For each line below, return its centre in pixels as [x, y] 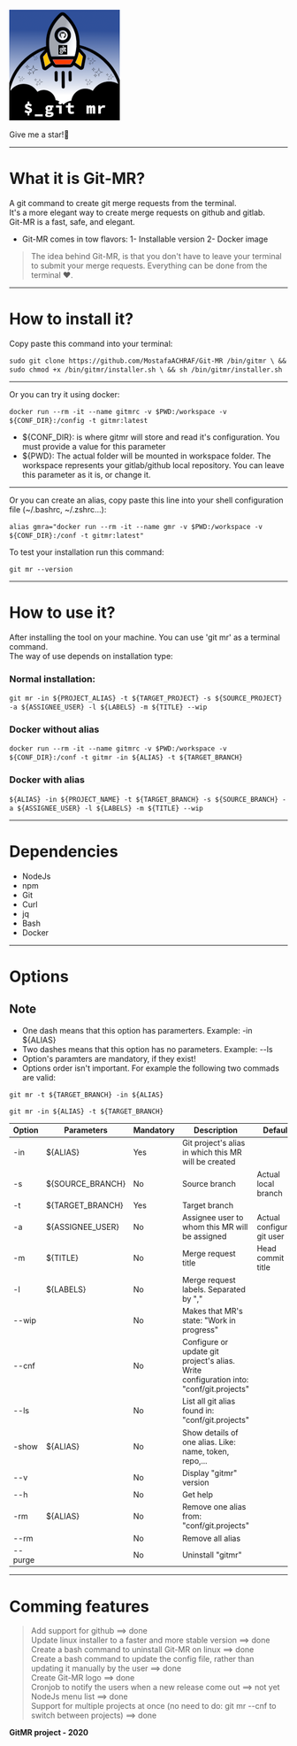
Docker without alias [54, 729]
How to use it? [62, 613]
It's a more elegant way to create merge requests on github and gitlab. [137, 212]
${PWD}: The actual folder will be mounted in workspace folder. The [146, 456]
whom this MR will [215, 1227]
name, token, [206, 1451]
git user [270, 1236]
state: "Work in [209, 1320]
